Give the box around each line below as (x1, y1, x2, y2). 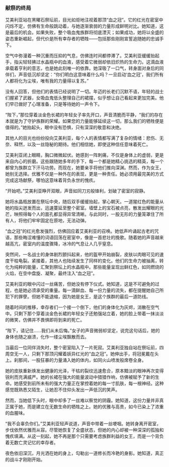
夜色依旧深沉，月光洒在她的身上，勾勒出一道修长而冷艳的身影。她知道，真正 (5, 450, 164, 456)
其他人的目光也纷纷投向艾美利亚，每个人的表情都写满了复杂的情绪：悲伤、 (5, 135, 159, 141)
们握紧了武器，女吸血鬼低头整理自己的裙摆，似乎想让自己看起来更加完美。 (5, 95, 159, 101)
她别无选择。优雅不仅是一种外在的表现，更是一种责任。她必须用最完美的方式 (5, 171, 164, 177)
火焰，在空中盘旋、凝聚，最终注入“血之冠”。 (5, 270, 98, 276)
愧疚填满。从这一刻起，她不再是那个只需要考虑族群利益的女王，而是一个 (5, 433, 155, 439)
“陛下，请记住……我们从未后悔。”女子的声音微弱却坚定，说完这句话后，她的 (5, 328, 160, 334)
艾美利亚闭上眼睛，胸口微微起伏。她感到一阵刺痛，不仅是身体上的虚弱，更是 (5, 152, 164, 158)
